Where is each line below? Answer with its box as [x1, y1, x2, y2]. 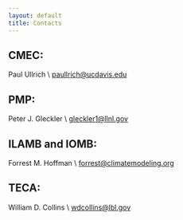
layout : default [8, 11, 62, 20]
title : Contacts [8, 19, 62, 27]
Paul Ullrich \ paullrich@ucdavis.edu [8, 69, 127, 80]
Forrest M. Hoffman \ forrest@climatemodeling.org [8, 158, 175, 167]
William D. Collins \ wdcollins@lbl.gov [8, 202, 131, 212]
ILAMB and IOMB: [8, 137, 97, 151]
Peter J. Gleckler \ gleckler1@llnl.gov [8, 114, 129, 124]
